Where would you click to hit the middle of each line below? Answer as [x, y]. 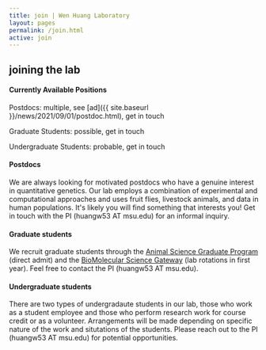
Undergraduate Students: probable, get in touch [87, 146]
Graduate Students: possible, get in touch [77, 131]
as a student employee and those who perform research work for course [127, 313]
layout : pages [32, 23]
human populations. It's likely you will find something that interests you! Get [132, 207]
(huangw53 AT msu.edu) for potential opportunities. [94, 338]
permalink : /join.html [46, 30]
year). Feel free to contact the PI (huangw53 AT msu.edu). [104, 268]
